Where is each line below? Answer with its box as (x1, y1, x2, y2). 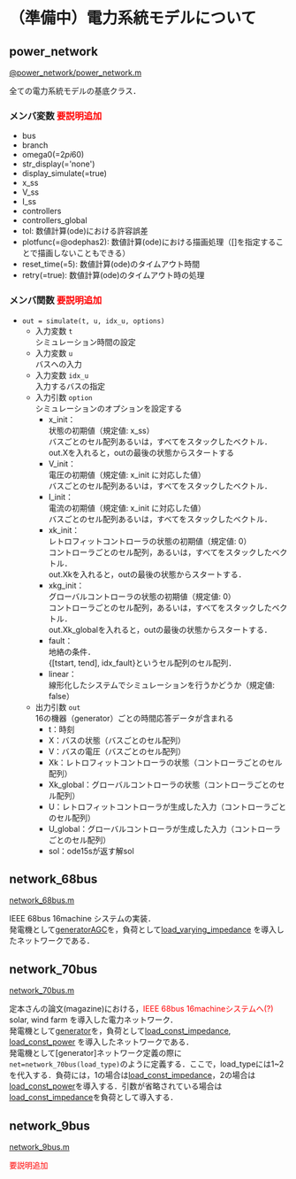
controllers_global (21, 215, 87, 226)
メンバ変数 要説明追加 (9, 110, 102, 122)
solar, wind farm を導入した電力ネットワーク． (9, 1014, 178, 1025)
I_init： (48, 491, 73, 502)
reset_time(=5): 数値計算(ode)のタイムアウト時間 (21, 258, 201, 270)
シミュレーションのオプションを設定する (34, 403, 183, 413)
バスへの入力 (34, 358, 82, 369)
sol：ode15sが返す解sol (48, 845, 134, 856)
